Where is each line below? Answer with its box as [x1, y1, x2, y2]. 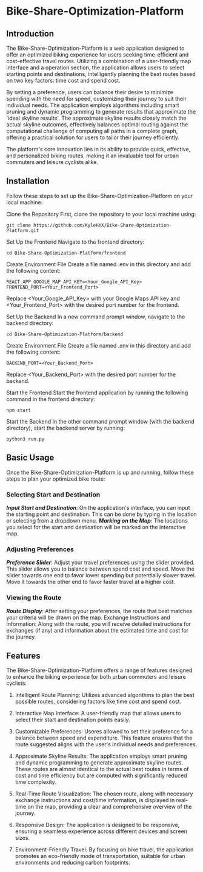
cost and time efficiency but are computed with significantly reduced [15, 772, 187, 779]
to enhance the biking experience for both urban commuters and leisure [6, 673, 186, 681]
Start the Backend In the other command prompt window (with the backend [6, 417, 195, 425]
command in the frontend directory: [6, 395, 95, 402]
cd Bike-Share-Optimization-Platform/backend [6, 331, 123, 337]
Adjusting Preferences [6, 545, 74, 554]
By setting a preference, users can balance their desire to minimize [6, 89, 174, 95]
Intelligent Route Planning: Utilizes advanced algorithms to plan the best [15, 692, 195, 699]
